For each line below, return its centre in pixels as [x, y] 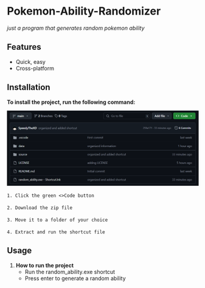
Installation [29, 87]
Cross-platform [35, 68]
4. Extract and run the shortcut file [56, 232]
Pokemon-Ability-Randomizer [84, 11]
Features [24, 47]
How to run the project [45, 265]
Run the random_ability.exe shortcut [70, 272]
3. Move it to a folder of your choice [57, 220]
